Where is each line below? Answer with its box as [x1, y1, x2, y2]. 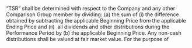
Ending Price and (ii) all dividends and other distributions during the [6, 23, 170, 30]
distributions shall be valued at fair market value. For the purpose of [6, 36, 169, 42]
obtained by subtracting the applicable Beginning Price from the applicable [6, 17, 186, 24]
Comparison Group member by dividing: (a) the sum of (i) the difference [6, 11, 179, 18]
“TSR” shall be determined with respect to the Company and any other [6, 5, 176, 12]
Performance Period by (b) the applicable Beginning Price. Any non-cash [6, 29, 182, 36]
